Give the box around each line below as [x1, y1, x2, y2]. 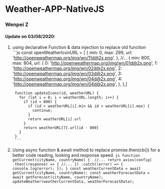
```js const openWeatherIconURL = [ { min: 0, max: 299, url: [12, 49, 132, 55]
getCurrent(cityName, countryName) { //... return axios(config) [12, 157, 152, 163]
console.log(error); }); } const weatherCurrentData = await [12, 166, 141, 171]
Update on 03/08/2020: [5, 33, 56, 39]
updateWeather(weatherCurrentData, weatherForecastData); [12, 179, 134, 184]
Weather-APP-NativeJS [5, 3, 105, 15]
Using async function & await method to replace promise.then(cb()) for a [12, 147, 161, 153]
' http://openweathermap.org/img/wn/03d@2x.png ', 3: [12, 71, 123, 77]
